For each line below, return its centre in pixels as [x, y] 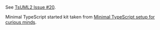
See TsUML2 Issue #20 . [31, 7]
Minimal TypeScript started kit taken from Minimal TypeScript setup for [80, 17]
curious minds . [21, 22]
